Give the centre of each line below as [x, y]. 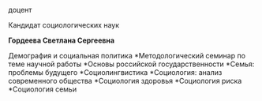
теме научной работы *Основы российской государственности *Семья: [131, 64]
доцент [20, 10]
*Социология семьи [43, 89]
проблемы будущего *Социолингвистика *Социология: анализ [115, 72]
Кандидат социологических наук [64, 25]
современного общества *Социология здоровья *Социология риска [125, 81]
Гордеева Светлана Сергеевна [62, 40]
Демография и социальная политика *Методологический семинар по [127, 56]
